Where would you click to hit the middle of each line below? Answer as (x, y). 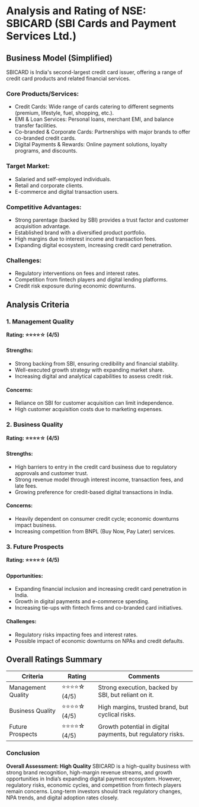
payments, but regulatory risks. (141, 734)
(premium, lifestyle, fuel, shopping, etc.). (64, 113)
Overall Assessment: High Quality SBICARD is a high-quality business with (98, 766)
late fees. (26, 486)
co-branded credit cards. (45, 138)
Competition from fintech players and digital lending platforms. (91, 280)
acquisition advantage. (42, 226)
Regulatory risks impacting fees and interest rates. (76, 635)
